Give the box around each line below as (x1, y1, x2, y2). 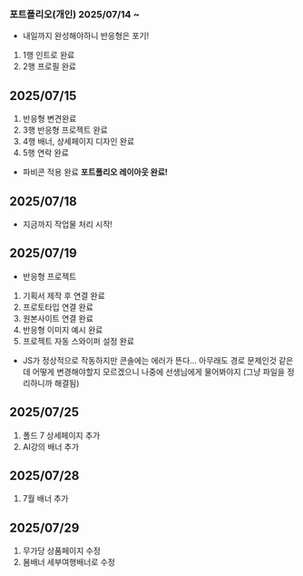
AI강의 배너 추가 (22, 441, 80, 452)
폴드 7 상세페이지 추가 (22, 430, 101, 441)
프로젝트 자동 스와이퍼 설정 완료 (22, 335, 134, 346)
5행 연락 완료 (22, 147, 70, 158)
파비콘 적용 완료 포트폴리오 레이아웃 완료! (22, 166, 168, 178)
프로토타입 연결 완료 (22, 302, 93, 313)
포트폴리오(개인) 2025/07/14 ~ (9, 7, 141, 20)
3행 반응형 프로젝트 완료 (22, 124, 109, 135)
